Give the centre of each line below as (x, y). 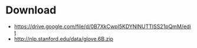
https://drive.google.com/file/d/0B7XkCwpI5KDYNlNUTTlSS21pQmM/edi (102, 26)
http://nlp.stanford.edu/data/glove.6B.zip (63, 39)
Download (31, 10)
